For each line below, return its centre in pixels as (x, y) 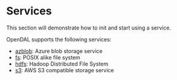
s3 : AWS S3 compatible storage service (64, 70)
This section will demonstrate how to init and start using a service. (88, 28)
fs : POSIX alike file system (47, 57)
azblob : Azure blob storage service (59, 51)
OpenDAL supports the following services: (59, 39)
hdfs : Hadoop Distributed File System (62, 64)
